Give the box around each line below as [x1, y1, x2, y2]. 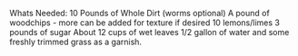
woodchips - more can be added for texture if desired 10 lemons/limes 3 [9, 17, 280, 28]
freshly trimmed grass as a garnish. [9, 36, 143, 47]
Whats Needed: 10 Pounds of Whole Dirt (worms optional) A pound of [9, 8, 270, 18]
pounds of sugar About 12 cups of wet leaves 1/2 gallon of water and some [9, 27, 290, 37]
